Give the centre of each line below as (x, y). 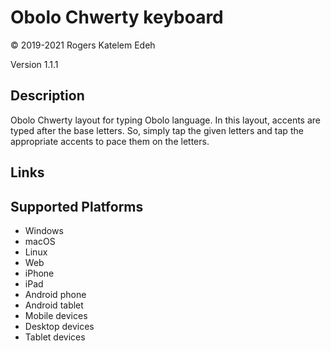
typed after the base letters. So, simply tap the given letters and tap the (157, 130)
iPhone (39, 273)
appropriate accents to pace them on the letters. (110, 141)
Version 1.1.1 (34, 64)
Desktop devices (59, 326)
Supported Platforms (77, 206)
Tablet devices (55, 337)
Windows (44, 230)
